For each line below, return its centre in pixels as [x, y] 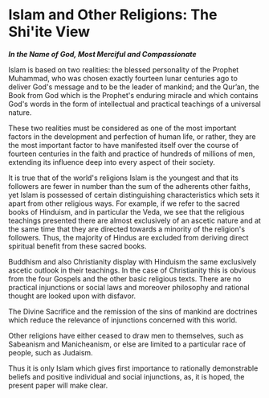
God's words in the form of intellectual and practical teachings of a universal [134, 104]
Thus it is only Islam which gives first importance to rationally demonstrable [133, 368]
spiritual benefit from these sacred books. [77, 246]
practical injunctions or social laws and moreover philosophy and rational [129, 287]
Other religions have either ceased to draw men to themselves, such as [126, 335]
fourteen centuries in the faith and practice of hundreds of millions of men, [132, 154]
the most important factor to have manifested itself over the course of [124, 145]
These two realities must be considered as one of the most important [122, 128]
